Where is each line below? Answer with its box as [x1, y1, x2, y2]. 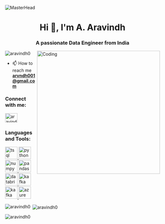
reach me [12, 67, 32, 73]
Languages [5, 129, 33, 136]
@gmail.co [12, 78, 35, 84]
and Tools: [5, 135, 31, 142]
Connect [5, 96, 26, 102]
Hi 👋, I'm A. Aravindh [39, 22, 126, 33]
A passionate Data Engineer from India [35, 39, 130, 46]
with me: [5, 101, 27, 108]
